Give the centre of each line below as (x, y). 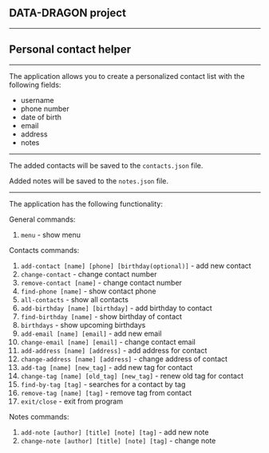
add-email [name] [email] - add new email (91, 333)
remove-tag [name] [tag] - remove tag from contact (106, 392)
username (37, 100)
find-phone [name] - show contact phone (88, 291)
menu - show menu (50, 234)
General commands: (42, 219)
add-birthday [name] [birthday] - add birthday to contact (116, 308)
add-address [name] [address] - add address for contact (114, 350)
